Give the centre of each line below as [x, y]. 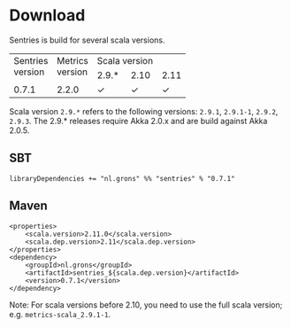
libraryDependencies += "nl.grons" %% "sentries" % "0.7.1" [123, 178]
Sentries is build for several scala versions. [87, 40]
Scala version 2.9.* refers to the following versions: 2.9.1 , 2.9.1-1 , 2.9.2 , [144, 111]
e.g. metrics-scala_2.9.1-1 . [60, 314]
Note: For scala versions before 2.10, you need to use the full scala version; [146, 305]
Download [47, 16]
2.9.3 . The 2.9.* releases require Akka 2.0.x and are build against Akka [138, 121]
